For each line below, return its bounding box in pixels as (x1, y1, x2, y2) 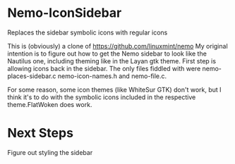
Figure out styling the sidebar (7, 148, 93, 156)
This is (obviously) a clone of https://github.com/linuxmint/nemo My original (7, 42, 228, 50)
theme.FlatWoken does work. (7, 100, 92, 108)
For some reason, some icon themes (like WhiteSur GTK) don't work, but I (7, 85, 222, 94)
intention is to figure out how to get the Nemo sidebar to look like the (7, 49, 207, 58)
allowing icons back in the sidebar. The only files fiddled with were (7, 64, 201, 72)
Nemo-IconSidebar (7, 5, 122, 21)
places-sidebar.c (7, 72, 56, 80)
